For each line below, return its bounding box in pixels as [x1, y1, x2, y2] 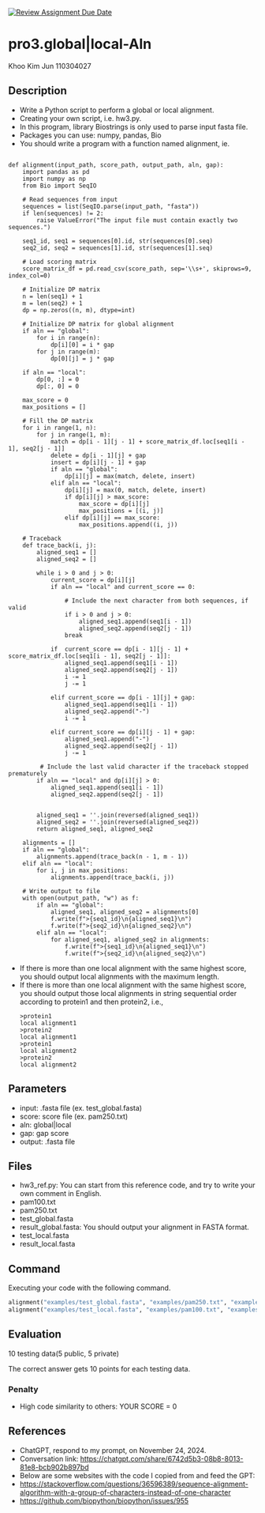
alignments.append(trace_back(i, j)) [50, 873, 175, 881]
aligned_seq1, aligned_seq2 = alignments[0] [50, 907, 200, 916]
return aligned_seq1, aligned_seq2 [36, 824, 154, 833]
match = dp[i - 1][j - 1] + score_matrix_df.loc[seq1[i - [50, 437, 245, 446]
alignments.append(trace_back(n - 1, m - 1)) [36, 852, 189, 861]
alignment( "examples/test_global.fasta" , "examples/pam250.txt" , [8, 1299, 227, 1307]
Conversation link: [19, 1454, 79, 1463]
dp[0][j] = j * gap [50, 354, 114, 363]
